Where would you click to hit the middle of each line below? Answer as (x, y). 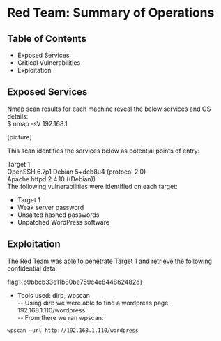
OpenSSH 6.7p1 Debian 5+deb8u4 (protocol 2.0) (77, 172)
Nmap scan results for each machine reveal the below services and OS (109, 109)
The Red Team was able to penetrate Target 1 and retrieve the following (110, 261)
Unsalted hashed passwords (58, 215)
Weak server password (51, 207)
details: (18, 116)
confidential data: (32, 268)
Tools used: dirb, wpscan (54, 295)
